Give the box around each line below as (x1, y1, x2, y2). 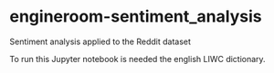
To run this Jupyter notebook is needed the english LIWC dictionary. (9, 53, 267, 64)
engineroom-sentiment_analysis (9, 6, 262, 27)
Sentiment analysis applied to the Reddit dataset (9, 36, 192, 47)
